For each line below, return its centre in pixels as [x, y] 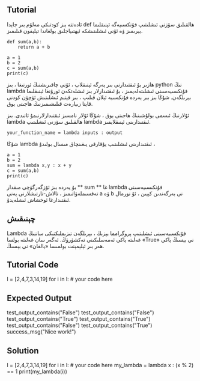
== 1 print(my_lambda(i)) [37, 371]
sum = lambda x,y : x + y [39, 165]
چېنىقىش [21, 219]
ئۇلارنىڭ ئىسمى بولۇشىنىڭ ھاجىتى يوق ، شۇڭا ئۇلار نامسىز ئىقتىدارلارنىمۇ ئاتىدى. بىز [98, 115]
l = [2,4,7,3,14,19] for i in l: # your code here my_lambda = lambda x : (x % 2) [100, 365]
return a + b [34, 47]
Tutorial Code [33, 265]
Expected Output [39, 298]
